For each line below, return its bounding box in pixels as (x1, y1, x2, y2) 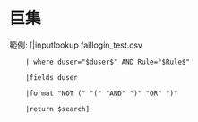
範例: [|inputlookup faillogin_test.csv (9, 39, 143, 50)
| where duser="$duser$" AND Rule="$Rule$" (25, 57, 191, 66)
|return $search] (25, 104, 90, 113)
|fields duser (25, 73, 78, 82)
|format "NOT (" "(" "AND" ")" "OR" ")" (25, 89, 178, 98)
